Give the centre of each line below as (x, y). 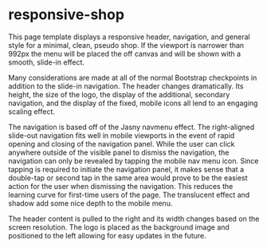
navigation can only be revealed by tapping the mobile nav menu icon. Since (133, 160)
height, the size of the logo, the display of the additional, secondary (119, 94)
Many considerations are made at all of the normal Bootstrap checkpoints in (133, 77)
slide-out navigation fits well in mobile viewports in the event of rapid (122, 135)
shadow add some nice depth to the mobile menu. (90, 203)
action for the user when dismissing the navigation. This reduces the (121, 186)
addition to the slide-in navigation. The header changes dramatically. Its (126, 86)
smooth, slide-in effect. (47, 62)
